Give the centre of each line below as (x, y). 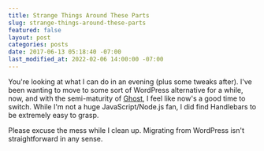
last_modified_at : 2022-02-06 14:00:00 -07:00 (86, 60)
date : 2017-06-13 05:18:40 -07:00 (65, 52)
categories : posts (38, 45)
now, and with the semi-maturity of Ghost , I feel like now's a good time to (127, 98)
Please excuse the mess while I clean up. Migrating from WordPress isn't (126, 130)
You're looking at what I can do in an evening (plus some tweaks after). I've (130, 81)
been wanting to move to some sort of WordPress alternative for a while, (126, 90)
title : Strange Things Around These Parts (79, 15)
